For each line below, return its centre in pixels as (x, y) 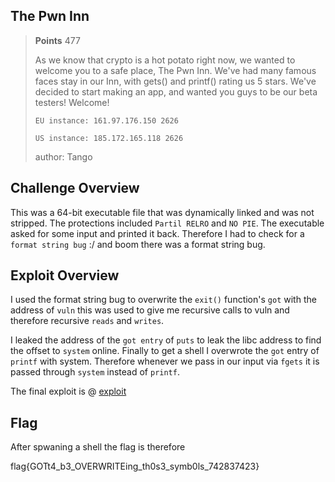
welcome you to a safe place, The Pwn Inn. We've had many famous (175, 70)
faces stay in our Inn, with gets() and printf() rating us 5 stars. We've (175, 81)
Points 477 (57, 40)
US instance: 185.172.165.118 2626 (109, 138)
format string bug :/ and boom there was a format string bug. (138, 244)
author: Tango (63, 156)
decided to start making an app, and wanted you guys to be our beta (176, 91)
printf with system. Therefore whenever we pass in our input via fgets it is (165, 361)
